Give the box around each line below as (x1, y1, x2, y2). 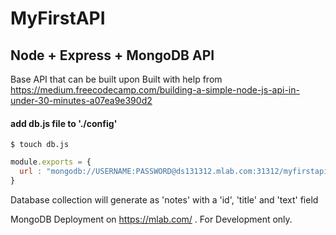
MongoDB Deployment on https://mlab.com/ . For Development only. (10, 213, 293, 225)
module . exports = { (10, 157, 92, 167)
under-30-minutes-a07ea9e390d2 (10, 95, 153, 106)
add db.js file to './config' (10, 117, 118, 129)
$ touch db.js (10, 140, 70, 150)
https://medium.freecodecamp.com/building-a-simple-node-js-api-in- (10, 84, 300, 96)
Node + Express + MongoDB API (10, 47, 215, 64)
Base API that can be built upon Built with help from (10, 73, 223, 85)
